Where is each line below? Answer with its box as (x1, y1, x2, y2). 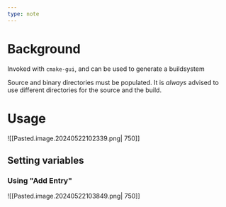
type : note (7, 10, 40, 18)
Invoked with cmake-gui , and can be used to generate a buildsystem (7, 65, 205, 73)
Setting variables (7, 154, 84, 167)
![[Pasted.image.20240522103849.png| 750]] (7, 192, 140, 201)
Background (7, 40, 81, 57)
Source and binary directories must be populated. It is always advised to (7, 78, 220, 86)
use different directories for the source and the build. (7, 86, 162, 94)
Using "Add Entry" (7, 175, 72, 185)
